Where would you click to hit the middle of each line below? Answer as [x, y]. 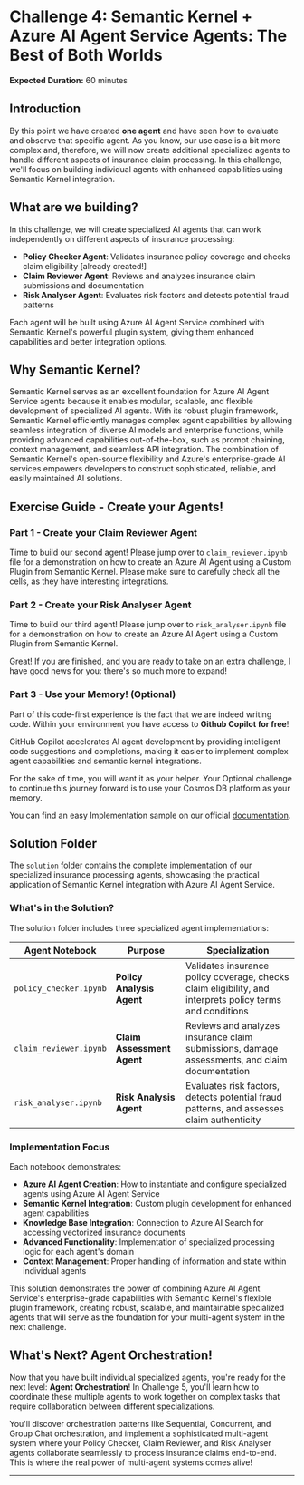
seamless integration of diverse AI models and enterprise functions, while [147, 430]
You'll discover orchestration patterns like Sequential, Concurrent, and [140, 1423]
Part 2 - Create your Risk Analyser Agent [100, 605]
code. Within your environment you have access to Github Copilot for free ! [149, 723]
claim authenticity [223, 1120]
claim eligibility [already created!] [85, 266]
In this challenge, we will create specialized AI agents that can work [135, 229]
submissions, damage [232, 1048]
